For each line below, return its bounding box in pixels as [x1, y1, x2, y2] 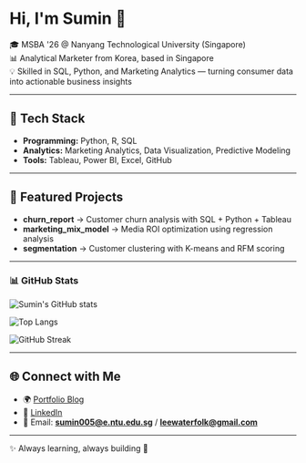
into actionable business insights [9, 76, 132, 87]
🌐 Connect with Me [9, 369, 121, 385]
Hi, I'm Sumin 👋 [9, 8, 127, 29]
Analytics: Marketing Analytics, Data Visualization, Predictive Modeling [22, 145, 291, 156]
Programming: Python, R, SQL [22, 135, 138, 146]
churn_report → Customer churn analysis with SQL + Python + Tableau [22, 213, 291, 224]
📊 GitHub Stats [9, 274, 79, 287]
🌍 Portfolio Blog [22, 394, 85, 405]
